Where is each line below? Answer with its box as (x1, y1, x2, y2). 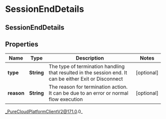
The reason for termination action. (48, 83, 128, 90)
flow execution (48, 96, 83, 103)
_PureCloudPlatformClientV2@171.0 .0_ (5, 109, 83, 115)
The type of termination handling (48, 63, 125, 70)
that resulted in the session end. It (48, 69, 127, 76)
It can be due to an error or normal (48, 90, 128, 97)
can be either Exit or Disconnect (48, 75, 124, 82)
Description (76, 55, 104, 61)
